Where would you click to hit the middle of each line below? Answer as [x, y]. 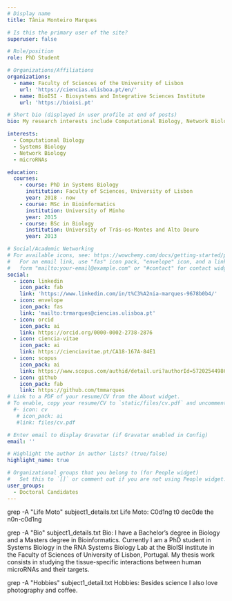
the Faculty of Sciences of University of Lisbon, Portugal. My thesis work [111, 555]
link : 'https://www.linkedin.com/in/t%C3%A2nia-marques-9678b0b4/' [118, 294]
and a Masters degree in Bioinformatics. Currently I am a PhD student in [109, 539]
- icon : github [35, 378]
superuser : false [32, 39]
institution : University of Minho [75, 211]
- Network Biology [40, 153]
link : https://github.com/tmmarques [72, 390]
